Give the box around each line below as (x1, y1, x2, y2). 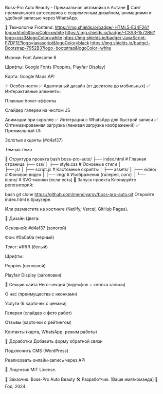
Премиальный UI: (5, 128, 41, 134)
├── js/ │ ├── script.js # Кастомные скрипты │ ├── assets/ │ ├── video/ (5, 166, 157, 172)
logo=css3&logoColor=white (5, 35, 62, 40)
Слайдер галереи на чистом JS (5, 107, 71, 113)
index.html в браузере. (5, 197, 52, 202)
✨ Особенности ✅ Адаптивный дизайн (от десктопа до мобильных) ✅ (5, 83, 150, 89)
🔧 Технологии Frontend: (5, 24, 54, 30)
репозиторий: (5, 182, 34, 188)
